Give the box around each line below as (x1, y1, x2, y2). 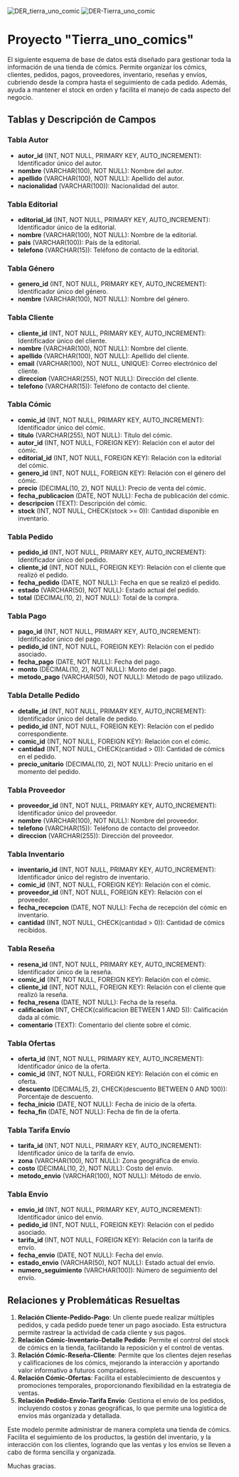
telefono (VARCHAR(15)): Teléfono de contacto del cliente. (17, 382, 190, 390)
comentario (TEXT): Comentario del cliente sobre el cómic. (17, 1021, 192, 1029)
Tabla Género (7, 263, 55, 273)
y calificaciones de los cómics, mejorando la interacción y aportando (17, 1359, 220, 1367)
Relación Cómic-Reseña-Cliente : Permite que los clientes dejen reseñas (17, 1351, 232, 1359)
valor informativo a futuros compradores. (17, 1366, 139, 1374)
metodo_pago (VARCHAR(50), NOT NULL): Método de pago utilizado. (17, 673, 223, 682)
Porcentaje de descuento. (17, 1092, 94, 1100)
